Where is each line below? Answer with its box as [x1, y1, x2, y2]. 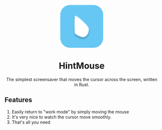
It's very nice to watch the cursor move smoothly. [11, 114, 112, 120]
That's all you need [11, 119, 51, 125]
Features [4, 96, 32, 104]
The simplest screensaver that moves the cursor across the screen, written [6, 76, 158, 82]
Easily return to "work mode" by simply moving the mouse [11, 108, 129, 114]
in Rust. [74, 82, 90, 87]
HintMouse [59, 61, 105, 71]
